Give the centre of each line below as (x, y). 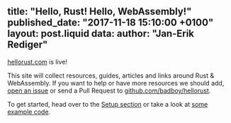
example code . (29, 112)
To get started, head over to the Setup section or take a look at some (108, 104)
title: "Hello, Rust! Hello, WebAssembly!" (100, 12)
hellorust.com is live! (38, 61)
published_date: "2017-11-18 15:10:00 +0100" (111, 23)
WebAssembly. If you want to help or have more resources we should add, (116, 83)
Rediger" (28, 45)
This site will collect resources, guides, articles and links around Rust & (111, 75)
